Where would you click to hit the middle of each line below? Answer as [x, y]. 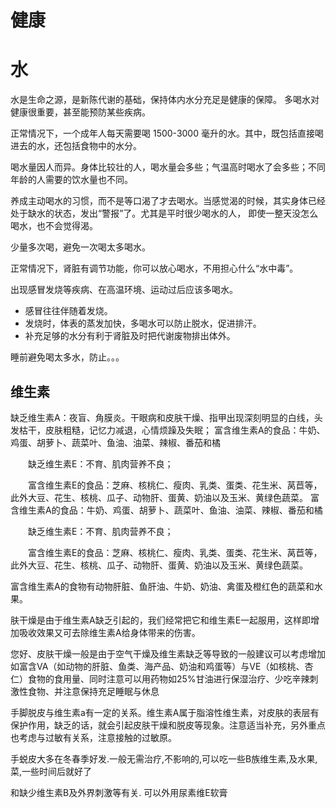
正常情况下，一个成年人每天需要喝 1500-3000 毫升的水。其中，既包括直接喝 [167, 133]
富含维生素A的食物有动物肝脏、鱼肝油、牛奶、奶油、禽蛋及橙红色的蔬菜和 [162, 586]
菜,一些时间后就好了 [51, 771]
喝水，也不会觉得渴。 [54, 226]
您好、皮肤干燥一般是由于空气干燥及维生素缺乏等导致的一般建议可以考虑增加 [168, 653]
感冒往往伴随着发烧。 [68, 311]
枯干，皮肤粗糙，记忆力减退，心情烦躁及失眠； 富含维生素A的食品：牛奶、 [172, 430]
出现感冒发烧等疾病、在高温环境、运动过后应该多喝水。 [124, 290]
